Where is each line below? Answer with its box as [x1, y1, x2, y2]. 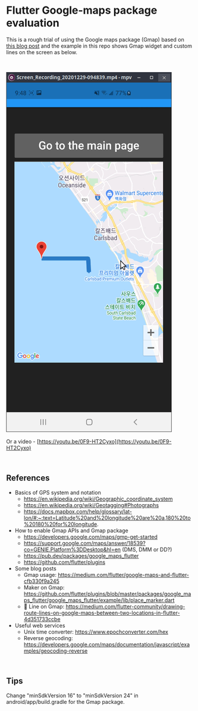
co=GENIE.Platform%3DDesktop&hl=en [23, 546, 121, 553]
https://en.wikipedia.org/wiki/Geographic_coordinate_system [23, 495, 173, 502]
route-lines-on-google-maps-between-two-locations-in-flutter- [23, 609, 180, 616]
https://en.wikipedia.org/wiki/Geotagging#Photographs [23, 501, 159, 508]
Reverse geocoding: [23, 634, 73, 641]
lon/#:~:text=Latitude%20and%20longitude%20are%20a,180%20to [23, 514, 191, 521]
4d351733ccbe [23, 615, 61, 623]
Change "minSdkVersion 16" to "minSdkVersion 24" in [6, 692, 139, 699]
